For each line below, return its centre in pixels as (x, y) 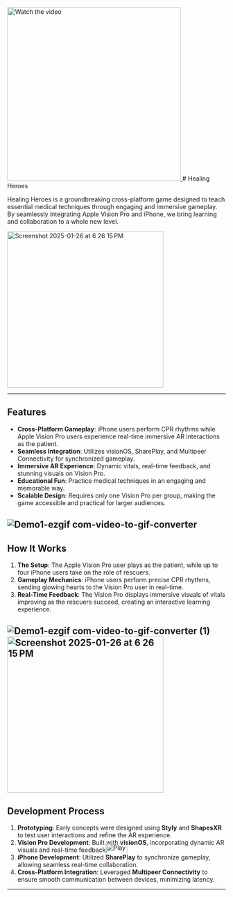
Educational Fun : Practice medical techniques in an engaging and (111, 480)
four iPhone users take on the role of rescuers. (84, 573)
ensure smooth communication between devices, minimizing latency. (116, 880)
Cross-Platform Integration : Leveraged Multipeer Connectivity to (112, 872)
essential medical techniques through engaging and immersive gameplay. (112, 207)
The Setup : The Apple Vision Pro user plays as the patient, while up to (118, 565)
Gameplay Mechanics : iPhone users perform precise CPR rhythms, (114, 580)
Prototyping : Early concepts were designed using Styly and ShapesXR (119, 828)
